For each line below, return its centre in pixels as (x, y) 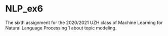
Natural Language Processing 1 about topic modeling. (61, 27)
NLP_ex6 (24, 9)
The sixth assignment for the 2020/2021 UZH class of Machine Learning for (84, 22)
